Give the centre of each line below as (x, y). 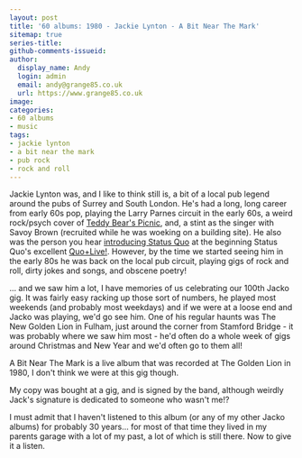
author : (24, 60)
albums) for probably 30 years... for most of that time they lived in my (138, 427)
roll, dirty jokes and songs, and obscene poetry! (98, 270)
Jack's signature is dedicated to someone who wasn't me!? (119, 400)
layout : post (34, 18)
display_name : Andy (54, 69)
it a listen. (27, 446)
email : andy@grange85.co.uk (70, 85)
